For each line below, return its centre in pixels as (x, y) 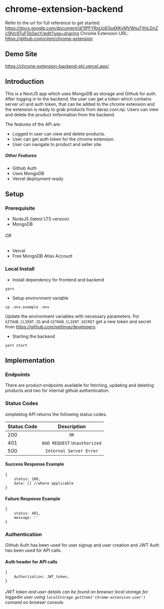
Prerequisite (20, 208)
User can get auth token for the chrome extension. (63, 139)
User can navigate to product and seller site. (57, 144)
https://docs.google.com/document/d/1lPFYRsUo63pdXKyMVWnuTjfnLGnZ (82, 28)
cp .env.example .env (27, 307)
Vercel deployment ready (38, 179)
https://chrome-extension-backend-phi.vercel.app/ (57, 66)
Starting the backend (33, 336)
